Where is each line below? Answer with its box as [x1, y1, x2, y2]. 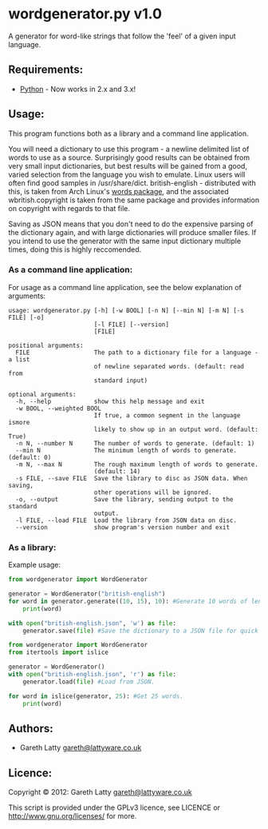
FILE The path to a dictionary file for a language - [15, 349, 259, 357]
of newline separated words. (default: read [93, 362, 245, 370]
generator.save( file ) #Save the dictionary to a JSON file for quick [22, 627, 259, 635]
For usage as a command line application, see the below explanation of [8, 282, 242, 292]
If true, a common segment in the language [93, 411, 241, 420]
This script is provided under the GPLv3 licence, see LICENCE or [8, 803, 221, 812]
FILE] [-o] [8, 313, 45, 321]
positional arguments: [8, 341, 84, 349]
